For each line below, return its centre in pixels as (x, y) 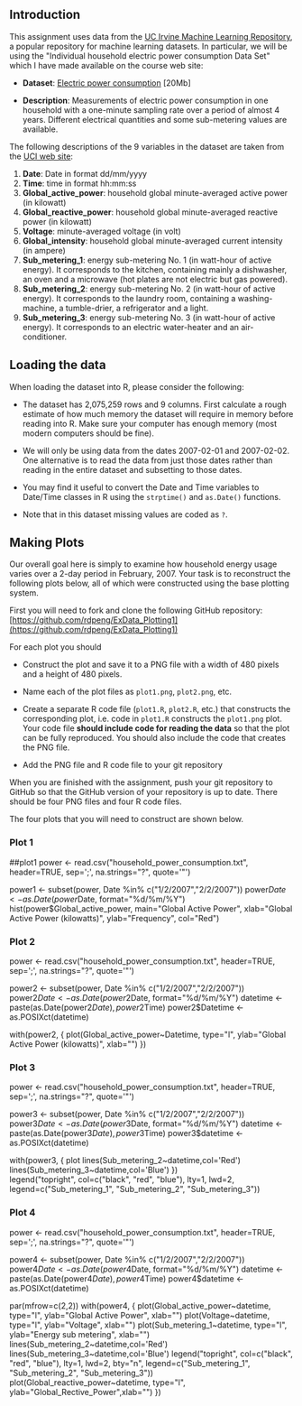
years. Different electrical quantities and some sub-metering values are (155, 119)
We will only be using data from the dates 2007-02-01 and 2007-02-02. (156, 450)
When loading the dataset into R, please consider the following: (127, 386)
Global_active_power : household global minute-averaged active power (155, 192)
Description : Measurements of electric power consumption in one (145, 100)
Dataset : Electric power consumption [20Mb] (106, 83)
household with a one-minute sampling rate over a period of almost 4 (151, 110)
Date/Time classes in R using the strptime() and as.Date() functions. (151, 496)
